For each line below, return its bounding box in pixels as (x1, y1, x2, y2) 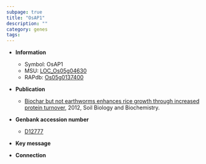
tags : (6, 32, 20, 38)
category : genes (6, 26, 48, 33)
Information (15, 49, 47, 56)
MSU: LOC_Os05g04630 (24, 67, 87, 74)
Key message (15, 139, 51, 147)
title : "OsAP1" (6, 15, 45, 21)
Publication (15, 85, 45, 93)
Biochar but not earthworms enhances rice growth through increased (24, 98, 200, 105)
